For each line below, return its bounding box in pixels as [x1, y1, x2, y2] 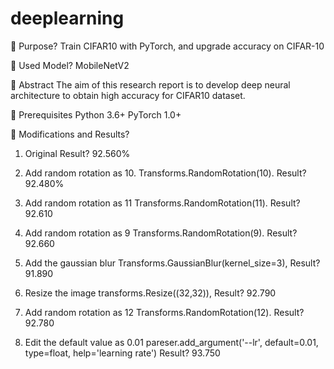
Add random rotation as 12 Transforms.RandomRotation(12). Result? [24, 306, 305, 318]
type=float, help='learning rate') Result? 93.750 [24, 347, 221, 359]
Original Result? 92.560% [24, 147, 131, 159]
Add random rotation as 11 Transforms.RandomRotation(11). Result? [24, 197, 301, 209]
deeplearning [10, 7, 125, 30]
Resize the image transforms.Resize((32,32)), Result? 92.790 [24, 287, 277, 299]
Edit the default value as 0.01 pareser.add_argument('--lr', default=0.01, [24, 336, 319, 348]
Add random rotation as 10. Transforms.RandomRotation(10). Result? [24, 167, 307, 179]
